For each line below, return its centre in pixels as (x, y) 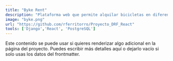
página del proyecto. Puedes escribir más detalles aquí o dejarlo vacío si (82, 49)
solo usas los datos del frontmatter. (43, 54)
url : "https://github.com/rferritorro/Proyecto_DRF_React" (70, 24)
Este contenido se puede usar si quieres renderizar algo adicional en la (81, 43)
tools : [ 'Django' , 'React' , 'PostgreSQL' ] (50, 29)
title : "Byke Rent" (26, 10)
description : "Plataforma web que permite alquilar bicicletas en (78, 15)
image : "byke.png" (25, 19)
